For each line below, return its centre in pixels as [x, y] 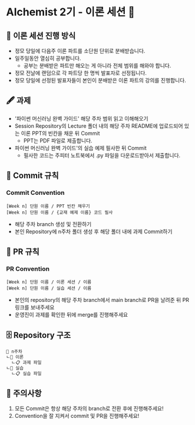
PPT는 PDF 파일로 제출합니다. [58, 140]
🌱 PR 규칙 [23, 252]
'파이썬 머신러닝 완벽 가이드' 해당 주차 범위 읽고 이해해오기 [81, 118]
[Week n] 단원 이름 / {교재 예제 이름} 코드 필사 [60, 213]
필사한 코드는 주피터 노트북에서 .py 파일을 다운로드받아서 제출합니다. [102, 155]
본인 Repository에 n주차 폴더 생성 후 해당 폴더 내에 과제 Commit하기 [93, 231]
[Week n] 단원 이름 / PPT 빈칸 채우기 [48, 206]
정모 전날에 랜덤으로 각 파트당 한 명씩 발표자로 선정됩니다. [81, 73]
